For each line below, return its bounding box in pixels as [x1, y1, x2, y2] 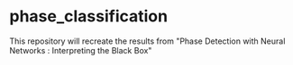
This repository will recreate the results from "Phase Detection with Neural [9, 36, 286, 46]
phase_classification [9, 6, 169, 27]
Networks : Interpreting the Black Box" [9, 45, 152, 55]
